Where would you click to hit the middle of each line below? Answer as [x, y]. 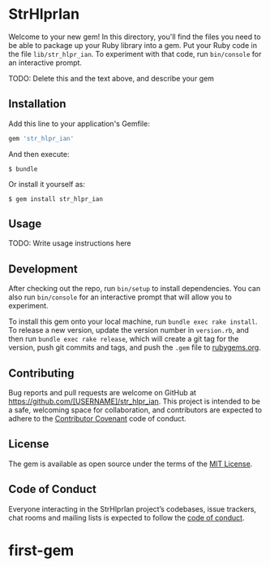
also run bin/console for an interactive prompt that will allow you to [120, 297]
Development [43, 269]
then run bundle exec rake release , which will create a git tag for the [124, 339]
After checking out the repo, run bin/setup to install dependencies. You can [135, 289]
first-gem [41, 550]
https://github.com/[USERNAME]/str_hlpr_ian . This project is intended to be [135, 401]
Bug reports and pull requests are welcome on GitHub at [103, 393]
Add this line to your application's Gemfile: [79, 124]
